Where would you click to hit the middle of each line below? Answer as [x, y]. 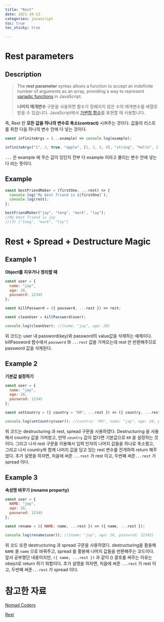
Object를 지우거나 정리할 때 [31, 272]
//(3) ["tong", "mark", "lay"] [37, 222]
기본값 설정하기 [20, 376]
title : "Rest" [20, 10]
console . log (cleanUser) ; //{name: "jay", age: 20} [58, 326]
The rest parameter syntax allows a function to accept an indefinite [85, 86]
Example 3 [21, 478]
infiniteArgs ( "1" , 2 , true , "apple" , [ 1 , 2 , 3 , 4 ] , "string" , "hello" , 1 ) [83, 147]
